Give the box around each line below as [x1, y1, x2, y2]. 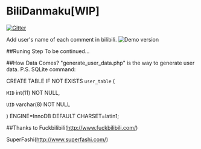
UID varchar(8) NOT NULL [6, 101, 71, 108]
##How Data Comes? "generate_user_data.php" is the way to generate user [6, 59, 195, 66]
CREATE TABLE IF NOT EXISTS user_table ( [6, 77, 115, 84]
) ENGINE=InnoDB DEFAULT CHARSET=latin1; [6, 112, 120, 119]
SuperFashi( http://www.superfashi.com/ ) [6, 136, 109, 143]
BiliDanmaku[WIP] [6, 4, 100, 18]
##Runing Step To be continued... [6, 47, 90, 55]
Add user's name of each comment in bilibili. [6, 36, 117, 43]
